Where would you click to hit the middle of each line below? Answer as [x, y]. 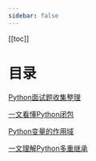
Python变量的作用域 [41, 131]
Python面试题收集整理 [45, 97]
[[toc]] [19, 38]
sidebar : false [34, 16]
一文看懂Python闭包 [41, 114]
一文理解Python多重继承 [48, 148]
